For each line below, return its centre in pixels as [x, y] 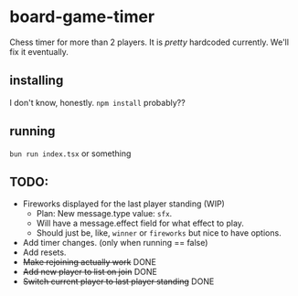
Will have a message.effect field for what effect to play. [140, 223]
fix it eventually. [39, 51]
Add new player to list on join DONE [90, 272]
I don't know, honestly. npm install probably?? [97, 102]
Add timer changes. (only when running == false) [115, 243]
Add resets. [44, 252]
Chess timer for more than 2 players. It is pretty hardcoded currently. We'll [149, 42]
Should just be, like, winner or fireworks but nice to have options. [159, 233]
